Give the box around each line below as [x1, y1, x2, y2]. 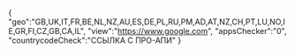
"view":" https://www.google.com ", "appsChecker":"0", [87, 26, 288, 36]
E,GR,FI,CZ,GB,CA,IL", [8, 26, 86, 36]
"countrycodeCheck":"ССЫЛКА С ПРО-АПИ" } [8, 35, 182, 45]
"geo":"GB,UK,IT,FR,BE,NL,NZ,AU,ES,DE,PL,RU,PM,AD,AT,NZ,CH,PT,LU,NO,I [8, 17, 286, 27]
